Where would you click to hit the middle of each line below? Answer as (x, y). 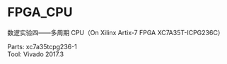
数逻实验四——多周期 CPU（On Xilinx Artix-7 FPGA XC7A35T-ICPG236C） (116, 32)
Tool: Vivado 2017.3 (36, 54)
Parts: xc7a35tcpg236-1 (42, 46)
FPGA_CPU (40, 12)
